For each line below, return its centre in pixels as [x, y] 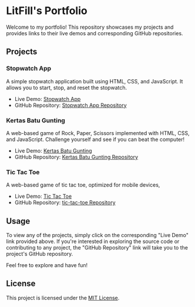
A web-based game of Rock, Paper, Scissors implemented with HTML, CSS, [98, 133]
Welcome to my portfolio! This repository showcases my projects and [90, 27]
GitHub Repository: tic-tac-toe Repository [65, 203]
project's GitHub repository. [40, 254]
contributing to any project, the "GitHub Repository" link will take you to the [97, 248]
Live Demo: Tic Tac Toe [43, 196]
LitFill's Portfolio [47, 11]
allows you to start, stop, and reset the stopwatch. [67, 87]
